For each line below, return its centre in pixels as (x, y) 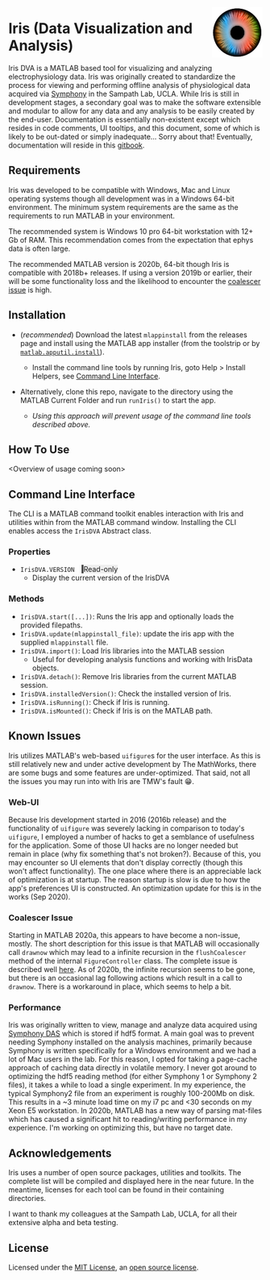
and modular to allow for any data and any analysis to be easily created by (132, 110)
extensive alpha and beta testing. (63, 1223)
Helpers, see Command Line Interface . (96, 376)
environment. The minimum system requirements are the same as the (124, 207)
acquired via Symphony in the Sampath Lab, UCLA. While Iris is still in (124, 94)
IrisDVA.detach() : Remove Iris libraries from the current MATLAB (128, 676)
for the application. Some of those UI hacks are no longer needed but (123, 845)
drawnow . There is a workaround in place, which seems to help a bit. (120, 986)
